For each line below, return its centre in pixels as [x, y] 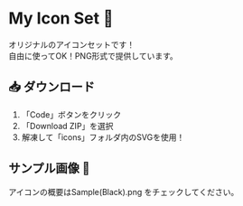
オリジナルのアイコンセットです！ [72, 44]
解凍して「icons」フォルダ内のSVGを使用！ [103, 137]
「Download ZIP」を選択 [67, 126]
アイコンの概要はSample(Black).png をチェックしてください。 [124, 192]
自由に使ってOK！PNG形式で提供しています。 [93, 56]
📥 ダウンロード [52, 87]
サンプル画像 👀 [50, 169]
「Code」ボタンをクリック [71, 114]
